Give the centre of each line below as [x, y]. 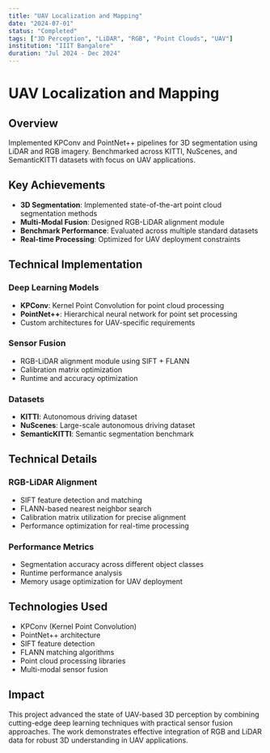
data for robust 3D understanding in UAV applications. [98, 740]
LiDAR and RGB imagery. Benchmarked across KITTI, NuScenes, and [123, 151]
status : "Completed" [43, 31]
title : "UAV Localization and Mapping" [76, 16]
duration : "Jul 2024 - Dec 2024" [65, 53]
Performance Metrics [51, 547]
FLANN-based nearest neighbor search [86, 508]
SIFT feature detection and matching [81, 500]
